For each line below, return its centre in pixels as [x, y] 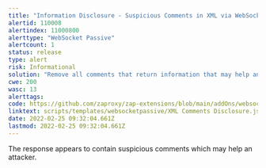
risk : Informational [42, 67]
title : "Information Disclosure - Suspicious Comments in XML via [120, 15]
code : [17, 104]
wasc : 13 [23, 89]
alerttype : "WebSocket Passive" [61, 38]
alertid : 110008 [35, 23]
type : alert [28, 60]
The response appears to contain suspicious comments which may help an [131, 148]
